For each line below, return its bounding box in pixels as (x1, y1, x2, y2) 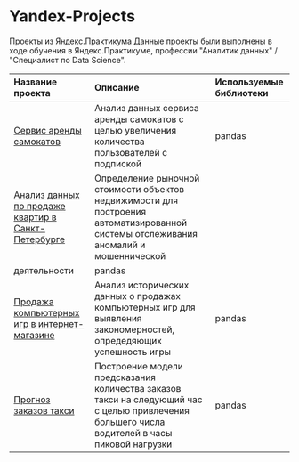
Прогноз (13, 393, 51, 406)
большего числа (94, 416, 166, 428)
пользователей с (94, 146, 167, 158)
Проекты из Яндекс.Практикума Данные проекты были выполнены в (9, 36, 273, 46)
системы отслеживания (94, 227, 198, 239)
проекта (13, 86, 51, 99)
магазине (13, 328, 55, 341)
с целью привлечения (94, 404, 190, 417)
